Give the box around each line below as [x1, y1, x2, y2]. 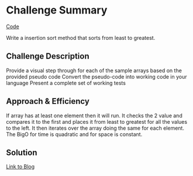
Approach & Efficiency [6, 96, 89, 106]
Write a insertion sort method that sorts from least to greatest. [6, 34, 156, 41]
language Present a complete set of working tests [6, 79, 126, 86]
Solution [6, 147, 37, 157]
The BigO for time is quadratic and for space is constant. [6, 130, 143, 138]
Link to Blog [6, 163, 35, 170]
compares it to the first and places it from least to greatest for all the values [6, 118, 188, 125]
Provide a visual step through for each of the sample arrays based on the [6, 67, 182, 74]
